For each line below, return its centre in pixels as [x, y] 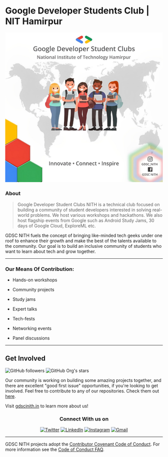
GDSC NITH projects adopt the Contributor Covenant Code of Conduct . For [82, 444]
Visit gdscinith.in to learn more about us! [47, 406]
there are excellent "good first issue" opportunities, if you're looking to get [82, 385]
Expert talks [25, 309]
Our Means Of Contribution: [40, 269]
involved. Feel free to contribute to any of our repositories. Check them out [82, 391]
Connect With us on [84, 419]
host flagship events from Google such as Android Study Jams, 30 [86, 220]
